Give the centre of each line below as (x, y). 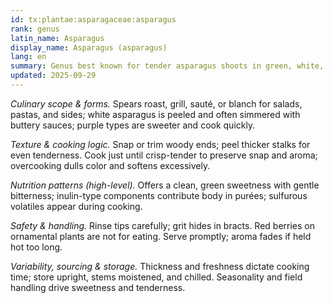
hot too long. (36, 247)
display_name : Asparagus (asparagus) (89, 47)
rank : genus (35, 29)
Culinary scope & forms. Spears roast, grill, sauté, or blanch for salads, (156, 103)
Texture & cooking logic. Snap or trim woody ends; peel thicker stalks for (160, 144)
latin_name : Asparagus (57, 38)
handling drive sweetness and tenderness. (98, 287)
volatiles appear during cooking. (76, 206)
